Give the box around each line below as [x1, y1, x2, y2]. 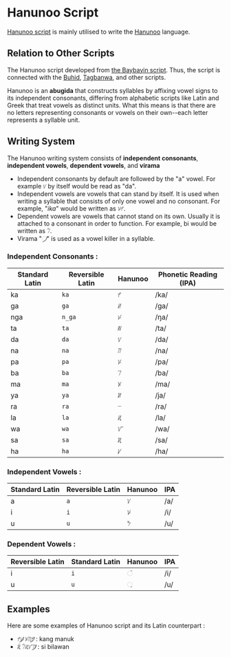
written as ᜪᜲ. [16, 226, 52, 235]
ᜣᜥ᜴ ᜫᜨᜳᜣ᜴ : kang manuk [16, 635, 74, 643]
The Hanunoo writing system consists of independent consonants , [7, 153, 199, 162]
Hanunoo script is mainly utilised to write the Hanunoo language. [7, 28, 190, 36]
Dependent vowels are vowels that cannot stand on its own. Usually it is [16, 212, 221, 220]
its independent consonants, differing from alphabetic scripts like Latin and [7, 94, 219, 102]
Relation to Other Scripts [7, 47, 115, 59]
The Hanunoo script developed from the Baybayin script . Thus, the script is [7, 65, 221, 74]
